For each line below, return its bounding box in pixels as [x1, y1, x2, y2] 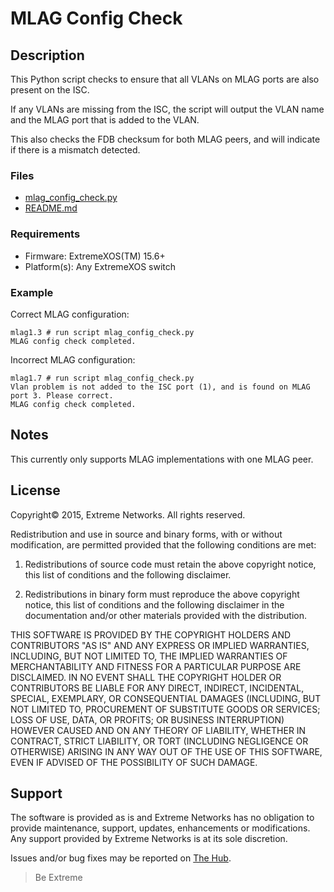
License [10, 482, 61, 499]
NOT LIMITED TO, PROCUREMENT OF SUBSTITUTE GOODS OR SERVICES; [10, 703, 321, 715]
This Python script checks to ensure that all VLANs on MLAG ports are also [10, 73, 320, 85]
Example [10, 285, 54, 299]
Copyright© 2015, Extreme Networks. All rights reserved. [10, 508, 246, 521]
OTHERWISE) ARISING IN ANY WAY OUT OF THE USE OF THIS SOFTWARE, [10, 745, 323, 757]
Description [10, 47, 85, 64]
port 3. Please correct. [10, 390, 114, 401]
